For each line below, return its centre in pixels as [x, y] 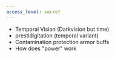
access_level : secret [34, 12]
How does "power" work [46, 48]
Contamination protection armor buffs [62, 42]
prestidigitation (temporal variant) [57, 35]
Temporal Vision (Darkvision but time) [62, 29]
